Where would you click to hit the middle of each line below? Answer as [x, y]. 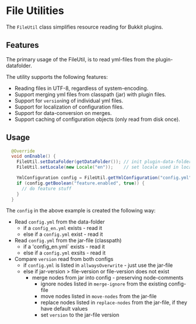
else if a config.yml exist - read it [63, 234]
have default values [64, 309]
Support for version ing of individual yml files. [69, 100]
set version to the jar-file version [80, 315]
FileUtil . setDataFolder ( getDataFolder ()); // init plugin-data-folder [104, 162]
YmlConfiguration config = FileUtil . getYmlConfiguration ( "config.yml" [104, 178]
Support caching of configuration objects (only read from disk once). [97, 119]
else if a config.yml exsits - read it [64, 253]
